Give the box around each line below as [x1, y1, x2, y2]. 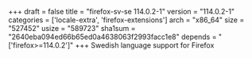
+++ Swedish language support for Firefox [75, 41, 215, 50]
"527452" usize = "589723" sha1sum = [8, 24, 136, 33]
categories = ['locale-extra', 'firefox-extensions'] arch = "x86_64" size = [8, 15, 245, 25]
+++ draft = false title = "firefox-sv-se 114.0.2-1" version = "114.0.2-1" [8, 7, 235, 16]
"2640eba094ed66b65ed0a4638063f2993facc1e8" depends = [8, 32, 217, 41]
